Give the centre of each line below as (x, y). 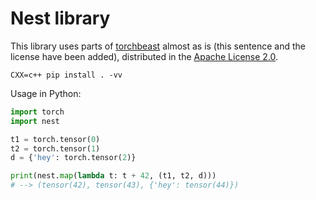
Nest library (60, 18)
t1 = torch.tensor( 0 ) (55, 139)
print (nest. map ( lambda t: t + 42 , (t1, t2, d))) (113, 176)
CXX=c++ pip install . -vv (66, 75)
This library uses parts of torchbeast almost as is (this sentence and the (158, 46)
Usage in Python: (46, 93)
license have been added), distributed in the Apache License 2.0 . (144, 56)
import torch (37, 112)
